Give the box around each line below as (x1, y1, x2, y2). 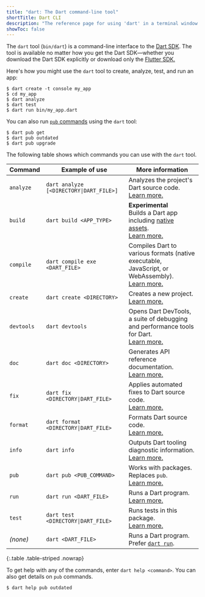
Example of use (61, 165, 108, 174)
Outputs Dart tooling (128, 438, 187, 447)
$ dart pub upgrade (6, 140, 56, 147)
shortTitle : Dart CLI (6, 15, 62, 21)
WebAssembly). (128, 272, 174, 281)
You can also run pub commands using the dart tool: (6, 118, 137, 125)
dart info (46, 447, 74, 454)
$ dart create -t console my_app (6, 86, 92, 92)
